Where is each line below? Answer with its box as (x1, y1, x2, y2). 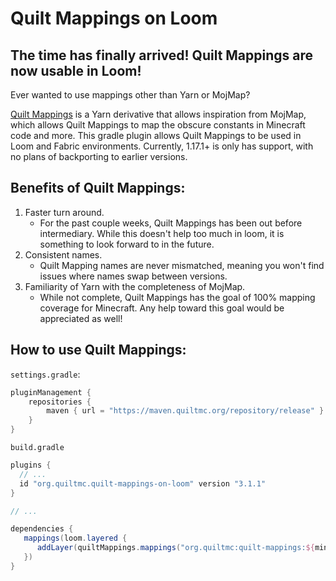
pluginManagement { (10, 387, 92, 397)
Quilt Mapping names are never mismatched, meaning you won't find (39, 259, 325, 271)
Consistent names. (24, 248, 103, 261)
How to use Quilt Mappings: (10, 342, 187, 359)
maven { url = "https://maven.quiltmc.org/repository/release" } (46, 406, 325, 416)
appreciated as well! (39, 312, 123, 324)
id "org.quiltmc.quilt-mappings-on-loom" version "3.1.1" (19, 478, 267, 489)
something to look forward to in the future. (39, 238, 215, 250)
